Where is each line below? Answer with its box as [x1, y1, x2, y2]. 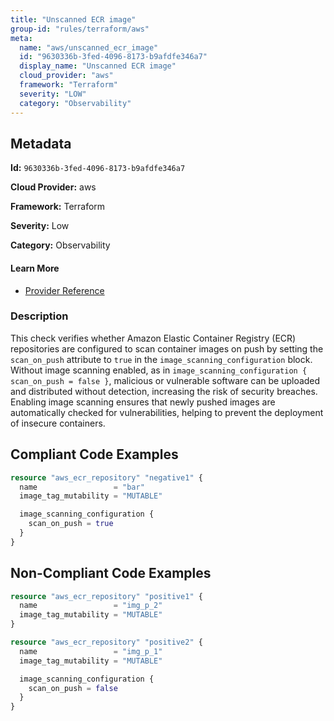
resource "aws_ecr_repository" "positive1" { [10, 591, 203, 601]
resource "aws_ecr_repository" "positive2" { [10, 637, 203, 648]
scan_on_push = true [28, 519, 114, 529]
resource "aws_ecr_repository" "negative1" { [10, 472, 203, 483]
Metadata [10, 135, 72, 152]
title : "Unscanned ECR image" [10, 14, 137, 25]
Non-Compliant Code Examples [10, 565, 212, 582]
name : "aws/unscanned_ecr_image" [19, 42, 159, 53]
